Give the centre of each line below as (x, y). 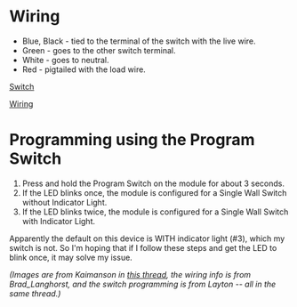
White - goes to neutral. (65, 60)
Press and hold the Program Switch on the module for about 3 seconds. (153, 183)
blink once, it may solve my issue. (71, 257)
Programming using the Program (132, 140)
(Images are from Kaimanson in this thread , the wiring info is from (130, 274)
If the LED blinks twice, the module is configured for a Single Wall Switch (155, 212)
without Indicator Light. (64, 202)
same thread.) (35, 293)
